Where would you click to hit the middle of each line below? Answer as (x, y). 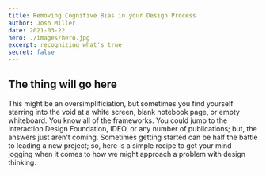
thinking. (23, 162)
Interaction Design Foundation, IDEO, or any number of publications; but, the (133, 128)
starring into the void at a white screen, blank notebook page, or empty (124, 112)
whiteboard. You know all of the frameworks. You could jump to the (118, 120)
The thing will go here (63, 84)
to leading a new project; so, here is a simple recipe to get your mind (120, 145)
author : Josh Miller (42, 23)
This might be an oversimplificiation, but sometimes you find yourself (121, 103)
